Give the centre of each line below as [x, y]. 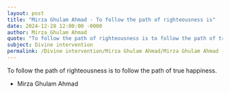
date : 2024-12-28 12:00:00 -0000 [55, 26]
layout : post [26, 13]
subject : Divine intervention [50, 45]
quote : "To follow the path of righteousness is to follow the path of [111, 39]
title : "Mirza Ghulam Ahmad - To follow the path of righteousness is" [111, 20]
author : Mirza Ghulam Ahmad [47, 32]
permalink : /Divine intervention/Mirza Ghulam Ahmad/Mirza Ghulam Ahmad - [116, 52]
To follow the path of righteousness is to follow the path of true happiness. [112, 70]
